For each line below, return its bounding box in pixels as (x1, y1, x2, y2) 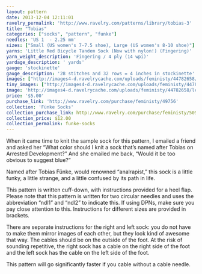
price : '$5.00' (6, 93, 44, 99)
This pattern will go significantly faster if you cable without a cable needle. (6, 261, 191, 268)
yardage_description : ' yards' (6, 59, 85, 65)
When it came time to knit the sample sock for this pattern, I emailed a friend (6, 137, 196, 145)
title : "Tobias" (6, 25, 47, 32)
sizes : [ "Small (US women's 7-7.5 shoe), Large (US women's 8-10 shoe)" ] (6, 43, 195, 49)
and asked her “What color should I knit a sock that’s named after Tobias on (6, 144, 194, 151)
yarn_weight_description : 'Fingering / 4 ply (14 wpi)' (6, 54, 149, 60)
